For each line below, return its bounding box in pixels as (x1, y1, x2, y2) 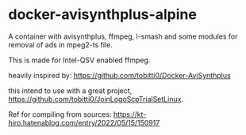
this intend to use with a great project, (8, 85, 133, 96)
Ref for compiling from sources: (8, 109, 113, 119)
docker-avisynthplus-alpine (8, 6, 197, 24)
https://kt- (113, 109, 147, 119)
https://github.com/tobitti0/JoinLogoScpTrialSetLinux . (8, 94, 184, 103)
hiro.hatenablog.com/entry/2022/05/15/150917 (8, 118, 160, 127)
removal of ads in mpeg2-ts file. (8, 39, 113, 49)
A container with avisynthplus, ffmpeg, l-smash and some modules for (8, 32, 238, 41)
